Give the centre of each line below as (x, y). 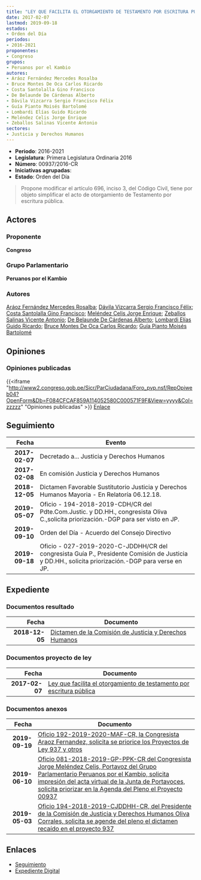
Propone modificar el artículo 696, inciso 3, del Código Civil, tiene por (106, 188)
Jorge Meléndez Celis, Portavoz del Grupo (97, 766)
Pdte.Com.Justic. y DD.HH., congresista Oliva (103, 511)
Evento (116, 442)
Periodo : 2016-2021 (39, 151)
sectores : (19, 129)
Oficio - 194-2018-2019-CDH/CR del (96, 504)
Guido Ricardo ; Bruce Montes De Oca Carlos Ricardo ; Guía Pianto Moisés (97, 326)
